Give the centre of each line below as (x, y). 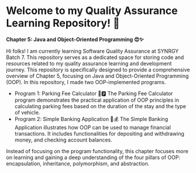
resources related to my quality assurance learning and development (89, 63)
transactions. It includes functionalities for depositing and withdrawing (99, 133)
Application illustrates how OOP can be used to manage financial (93, 127)
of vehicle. (27, 112)
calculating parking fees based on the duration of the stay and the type (100, 106)
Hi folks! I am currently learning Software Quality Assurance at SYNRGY (92, 51)
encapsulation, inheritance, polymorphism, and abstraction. (78, 163)
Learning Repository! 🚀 (63, 23)
